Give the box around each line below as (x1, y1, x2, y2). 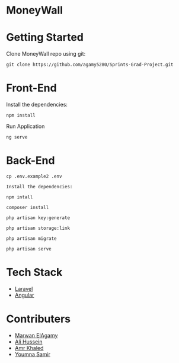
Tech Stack (6, 266, 63, 279)
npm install (6, 113, 36, 118)
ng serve (6, 134, 28, 140)
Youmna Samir (14, 351, 51, 358)
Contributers (6, 312, 71, 326)
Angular (14, 291, 34, 298)
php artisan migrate (6, 236, 57, 242)
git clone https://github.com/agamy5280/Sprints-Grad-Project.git (6, 62, 174, 68)
